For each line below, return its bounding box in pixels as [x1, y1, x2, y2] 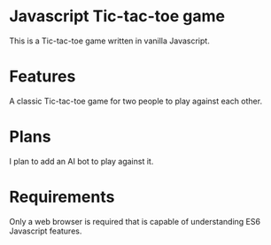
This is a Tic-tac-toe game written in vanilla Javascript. [9, 35, 210, 46]
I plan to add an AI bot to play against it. [9, 156, 154, 166]
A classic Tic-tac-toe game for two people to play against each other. [9, 96, 263, 106]
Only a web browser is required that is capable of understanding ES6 [9, 216, 261, 226]
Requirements [9, 188, 115, 207]
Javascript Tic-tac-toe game [9, 6, 226, 27]
